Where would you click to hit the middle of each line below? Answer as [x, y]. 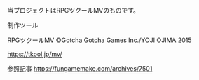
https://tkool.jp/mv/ [35, 54]
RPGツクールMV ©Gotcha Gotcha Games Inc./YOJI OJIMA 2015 [99, 40]
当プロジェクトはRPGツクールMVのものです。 [74, 10]
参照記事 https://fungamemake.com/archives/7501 [80, 68]
